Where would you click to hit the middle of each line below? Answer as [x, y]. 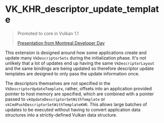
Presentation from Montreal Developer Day [61, 43]
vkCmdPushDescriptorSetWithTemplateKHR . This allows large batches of [76, 104]
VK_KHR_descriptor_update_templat [82, 9]
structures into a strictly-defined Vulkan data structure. [61, 115]
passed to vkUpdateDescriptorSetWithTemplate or [55, 99]
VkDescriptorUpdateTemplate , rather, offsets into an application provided [79, 88]
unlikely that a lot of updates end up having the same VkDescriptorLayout [80, 63]
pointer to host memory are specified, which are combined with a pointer [80, 94]
